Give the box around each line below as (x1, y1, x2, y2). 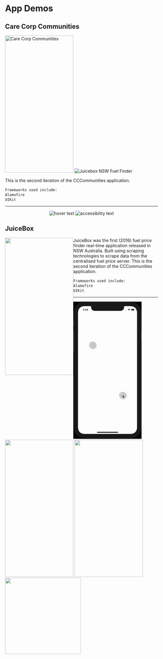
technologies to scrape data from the (73, 253, 147, 258)
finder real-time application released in (73, 242, 151, 248)
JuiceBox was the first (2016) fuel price (73, 237, 152, 243)
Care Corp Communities (5, 22, 80, 31)
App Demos (5, 3, 53, 14)
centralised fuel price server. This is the (73, 258, 153, 264)
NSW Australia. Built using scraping (73, 248, 145, 254)
